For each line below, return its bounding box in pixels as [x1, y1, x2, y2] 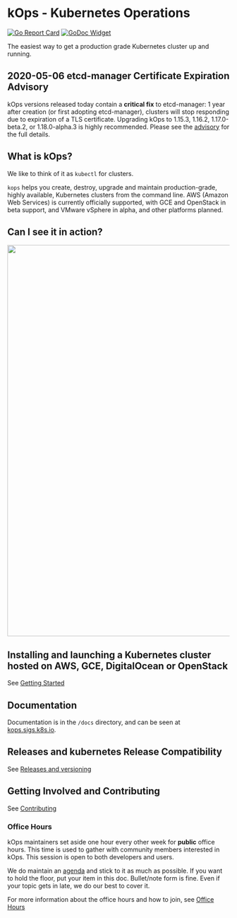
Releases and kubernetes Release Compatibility [7, 746, 222, 758]
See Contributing [7, 804, 57, 813]
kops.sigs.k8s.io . [7, 726, 56, 733]
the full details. [7, 129, 51, 139]
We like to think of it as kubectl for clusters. [7, 169, 134, 178]
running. [7, 50, 32, 58]
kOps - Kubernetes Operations [7, 5, 190, 21]
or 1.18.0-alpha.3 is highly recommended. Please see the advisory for [29, 122, 230, 131]
